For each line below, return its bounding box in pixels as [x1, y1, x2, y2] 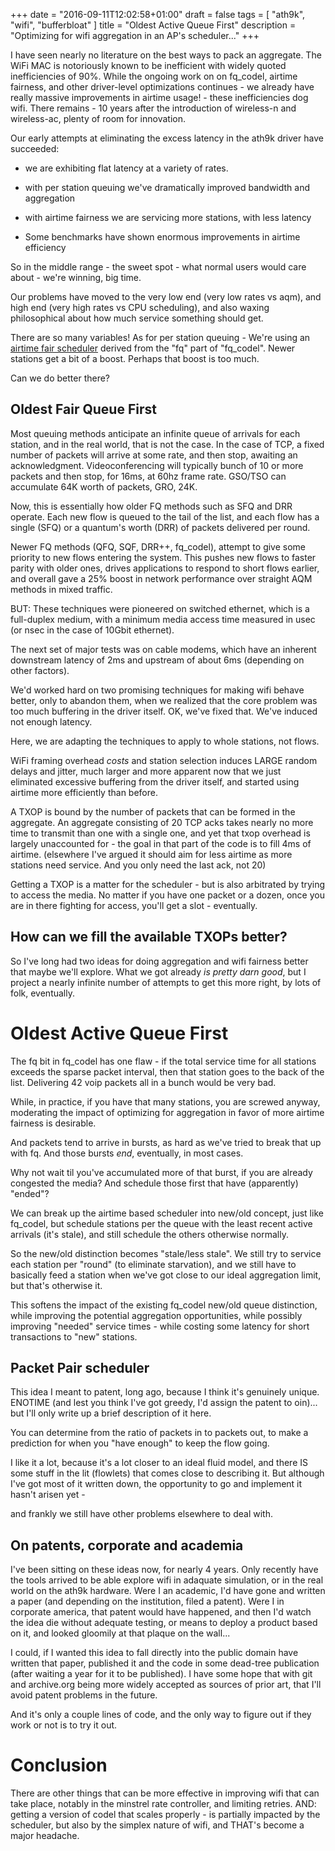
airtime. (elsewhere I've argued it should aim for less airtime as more [10, 848, 293, 860]
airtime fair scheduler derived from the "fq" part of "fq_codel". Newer [10, 342, 296, 354]
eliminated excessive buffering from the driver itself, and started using [10, 775, 300, 788]
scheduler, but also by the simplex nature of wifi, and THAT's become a [10, 1819, 305, 1831]
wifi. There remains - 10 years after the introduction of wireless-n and [10, 102, 297, 114]
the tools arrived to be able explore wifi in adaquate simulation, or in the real [10, 1574, 324, 1586]
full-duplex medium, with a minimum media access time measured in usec [10, 613, 316, 625]
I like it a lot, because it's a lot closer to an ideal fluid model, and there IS [10, 1457, 308, 1469]
